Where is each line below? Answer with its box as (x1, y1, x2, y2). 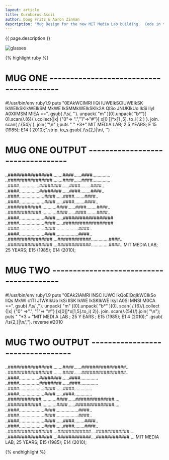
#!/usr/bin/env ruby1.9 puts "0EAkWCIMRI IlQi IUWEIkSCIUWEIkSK (5, 100, 143, 106)
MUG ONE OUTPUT (5, 144, 87, 156)
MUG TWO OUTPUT (5, 337, 90, 348)
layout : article (5, 7, 39, 13)
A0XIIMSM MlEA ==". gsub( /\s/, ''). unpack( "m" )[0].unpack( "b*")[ (5, 111, 147, 117)
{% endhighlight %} (5, 449, 46, 455)
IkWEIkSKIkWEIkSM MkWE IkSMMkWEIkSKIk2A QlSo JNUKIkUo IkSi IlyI (5, 106, 155, 112)
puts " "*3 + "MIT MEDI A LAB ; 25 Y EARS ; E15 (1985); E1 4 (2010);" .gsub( (5, 314, 162, 320)
